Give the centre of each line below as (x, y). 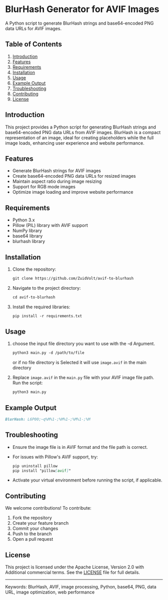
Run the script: (27, 383)
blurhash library (29, 242)
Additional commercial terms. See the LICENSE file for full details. (72, 572)
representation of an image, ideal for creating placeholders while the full (79, 138)
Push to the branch (32, 534)
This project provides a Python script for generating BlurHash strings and (81, 127)
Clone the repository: (34, 269)
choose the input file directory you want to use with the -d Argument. (83, 344)
